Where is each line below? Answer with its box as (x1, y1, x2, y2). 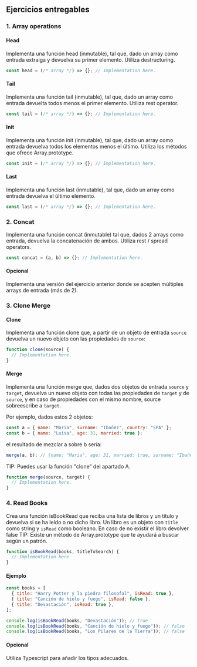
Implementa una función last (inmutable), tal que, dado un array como (6, 186, 175, 193)
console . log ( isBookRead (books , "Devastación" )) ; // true (6, 618, 148, 624)
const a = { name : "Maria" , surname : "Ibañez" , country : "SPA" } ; (6, 425, 172, 430)
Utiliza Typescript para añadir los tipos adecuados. (6, 654, 129, 661)
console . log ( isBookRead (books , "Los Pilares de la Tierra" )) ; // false (6, 628, 185, 635)
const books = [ (6, 585, 46, 591)
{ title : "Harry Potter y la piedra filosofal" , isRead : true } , (11, 591, 175, 597)
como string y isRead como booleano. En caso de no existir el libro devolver (6, 525, 189, 532)
